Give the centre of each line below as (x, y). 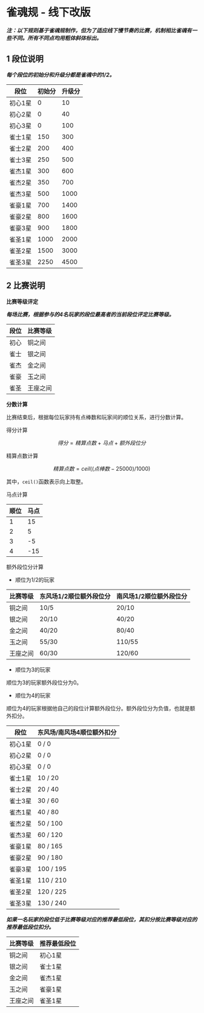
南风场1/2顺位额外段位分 (152, 596)
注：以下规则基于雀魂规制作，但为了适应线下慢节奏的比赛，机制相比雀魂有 (99, 30)
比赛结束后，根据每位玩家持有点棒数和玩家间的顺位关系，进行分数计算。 (96, 417)
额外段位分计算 (25, 567)
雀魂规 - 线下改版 (48, 12)
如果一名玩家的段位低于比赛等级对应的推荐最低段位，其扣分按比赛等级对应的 (102, 919)
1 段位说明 (25, 59)
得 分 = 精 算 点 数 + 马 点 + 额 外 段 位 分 (102, 443)
